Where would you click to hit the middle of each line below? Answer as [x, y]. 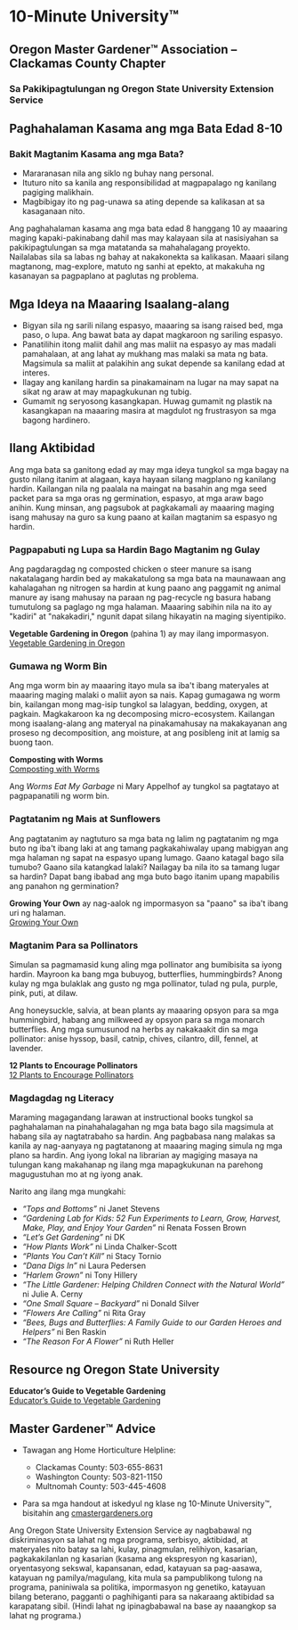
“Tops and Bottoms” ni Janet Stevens [91, 1209]
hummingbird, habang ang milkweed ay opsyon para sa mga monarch [137, 1020]
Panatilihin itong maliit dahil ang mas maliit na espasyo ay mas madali [149, 344]
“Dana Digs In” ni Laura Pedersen [84, 1266]
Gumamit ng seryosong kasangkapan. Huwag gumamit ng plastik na [147, 401]
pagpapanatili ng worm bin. [59, 796]
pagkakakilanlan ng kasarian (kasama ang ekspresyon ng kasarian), [133, 1559]
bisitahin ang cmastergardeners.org [88, 1512]
